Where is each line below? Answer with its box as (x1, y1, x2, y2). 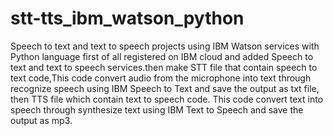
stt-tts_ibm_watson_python (10, 7, 245, 30)
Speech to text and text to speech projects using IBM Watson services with (10, 40, 320, 52)
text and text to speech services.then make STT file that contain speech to (10, 61, 318, 73)
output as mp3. (10, 114, 73, 126)
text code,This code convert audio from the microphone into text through (10, 72, 312, 84)
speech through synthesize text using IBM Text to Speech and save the (10, 103, 304, 116)
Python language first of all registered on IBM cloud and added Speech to (10, 50, 314, 62)
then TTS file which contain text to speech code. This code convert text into (10, 93, 324, 105)
